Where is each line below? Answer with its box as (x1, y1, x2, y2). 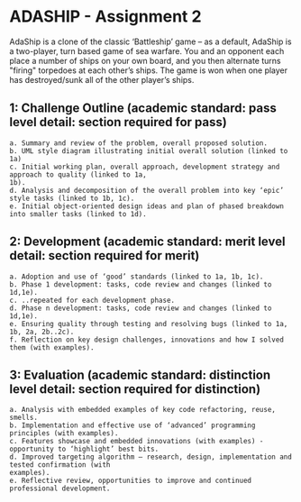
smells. (9, 413, 39, 423)
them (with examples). (9, 342, 95, 352)
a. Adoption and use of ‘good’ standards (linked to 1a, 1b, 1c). (9, 272, 264, 281)
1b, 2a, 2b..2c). (9, 327, 75, 336)
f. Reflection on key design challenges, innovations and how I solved (9, 335, 284, 344)
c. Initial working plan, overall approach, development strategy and (9, 162, 280, 171)
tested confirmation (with (9, 461, 111, 470)
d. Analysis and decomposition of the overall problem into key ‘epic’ (9, 186, 284, 195)
